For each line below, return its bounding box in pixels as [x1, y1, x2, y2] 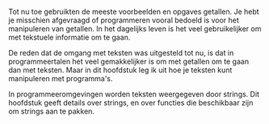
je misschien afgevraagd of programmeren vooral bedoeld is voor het [8, 15, 240, 25]
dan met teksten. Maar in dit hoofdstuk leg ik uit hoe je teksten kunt [8, 65, 233, 75]
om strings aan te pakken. [8, 106, 95, 116]
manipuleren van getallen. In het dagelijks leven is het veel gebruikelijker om [8, 24, 262, 33]
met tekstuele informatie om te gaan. [8, 32, 131, 42]
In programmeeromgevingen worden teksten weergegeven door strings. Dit [8, 89, 260, 99]
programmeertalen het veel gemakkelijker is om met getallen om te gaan [8, 56, 249, 66]
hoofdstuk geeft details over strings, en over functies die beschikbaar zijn [8, 98, 254, 107]
